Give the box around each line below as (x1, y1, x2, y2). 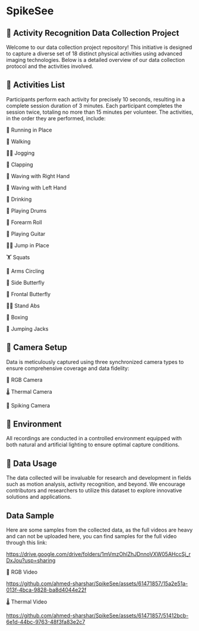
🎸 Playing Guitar (6, 230, 46, 237)
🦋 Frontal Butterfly (6, 290, 51, 297)
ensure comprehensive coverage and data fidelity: (6, 365, 129, 372)
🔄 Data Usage (6, 458, 58, 468)
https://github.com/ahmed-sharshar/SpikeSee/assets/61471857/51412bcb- (6, 612, 189, 619)
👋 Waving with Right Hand (6, 172, 70, 179)
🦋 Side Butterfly (6, 279, 45, 286)
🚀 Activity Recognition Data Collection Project (6, 28, 179, 38)
